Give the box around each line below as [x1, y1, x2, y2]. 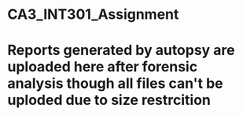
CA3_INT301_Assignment [7, 5, 179, 24]
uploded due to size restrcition [7, 92, 212, 109]
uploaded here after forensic [7, 58, 198, 76]
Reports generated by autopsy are [7, 42, 235, 60]
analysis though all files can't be [7, 74, 223, 92]
